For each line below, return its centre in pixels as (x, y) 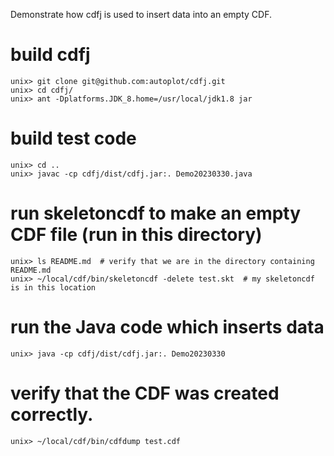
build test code (73, 138)
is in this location (53, 287)
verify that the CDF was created (145, 393)
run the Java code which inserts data (167, 327)
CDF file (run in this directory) (136, 235)
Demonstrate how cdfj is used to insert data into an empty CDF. (141, 14)
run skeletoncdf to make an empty (156, 213)
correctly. (52, 414)
